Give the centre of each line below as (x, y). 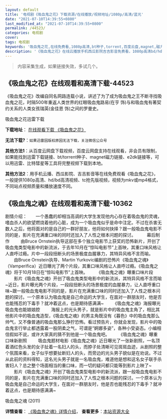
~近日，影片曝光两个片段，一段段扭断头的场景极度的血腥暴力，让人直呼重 (81, 285)
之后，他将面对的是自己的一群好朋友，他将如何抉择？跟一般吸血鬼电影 (85, 229)
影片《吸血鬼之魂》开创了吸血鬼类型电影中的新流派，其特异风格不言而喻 (88, 278)
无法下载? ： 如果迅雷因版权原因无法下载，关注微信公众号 (56, 140)
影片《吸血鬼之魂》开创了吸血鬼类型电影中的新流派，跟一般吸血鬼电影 (85, 372)
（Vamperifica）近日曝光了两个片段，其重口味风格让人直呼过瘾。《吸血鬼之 (82, 266)
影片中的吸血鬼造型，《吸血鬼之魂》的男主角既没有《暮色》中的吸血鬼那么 (84, 316)
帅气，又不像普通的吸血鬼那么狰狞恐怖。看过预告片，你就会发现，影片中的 (81, 322)
